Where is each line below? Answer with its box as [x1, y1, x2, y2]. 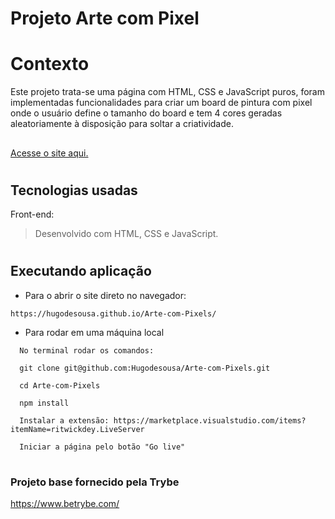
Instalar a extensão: [19, 415, 110, 426]
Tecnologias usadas [10, 182, 138, 199]
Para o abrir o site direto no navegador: [24, 289, 187, 301]
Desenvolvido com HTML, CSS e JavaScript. [34, 228, 219, 240]
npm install [19, 398, 70, 408]
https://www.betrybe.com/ [10, 498, 120, 510]
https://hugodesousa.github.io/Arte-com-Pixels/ [10, 308, 217, 319]
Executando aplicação [10, 263, 152, 280]
